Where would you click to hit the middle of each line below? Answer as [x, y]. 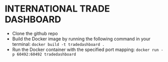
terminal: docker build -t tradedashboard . [58, 44]
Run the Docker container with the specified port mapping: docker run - [88, 49]
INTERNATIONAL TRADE [57, 9]
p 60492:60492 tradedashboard [44, 54]
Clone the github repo [35, 33]
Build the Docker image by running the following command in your [81, 39]
